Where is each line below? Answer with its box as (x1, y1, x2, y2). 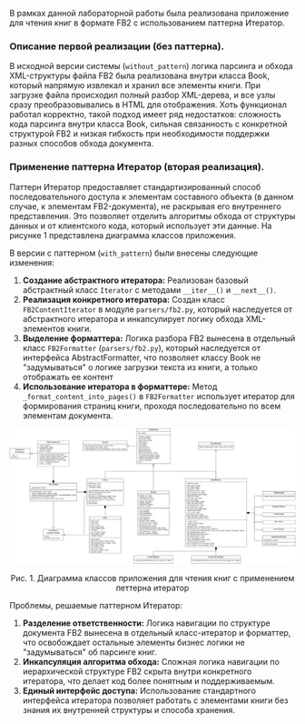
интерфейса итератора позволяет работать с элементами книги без (22, 695, 289, 706)
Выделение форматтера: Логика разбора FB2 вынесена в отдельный (22, 332, 296, 344)
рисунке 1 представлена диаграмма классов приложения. (9, 229, 236, 240)
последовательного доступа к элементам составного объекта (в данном (9, 191, 294, 202)
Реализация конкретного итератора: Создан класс (22, 294, 225, 305)
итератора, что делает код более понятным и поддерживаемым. (22, 676, 275, 687)
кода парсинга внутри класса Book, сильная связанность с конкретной (9, 118, 288, 130)
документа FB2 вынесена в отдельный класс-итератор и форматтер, (22, 628, 291, 639)
